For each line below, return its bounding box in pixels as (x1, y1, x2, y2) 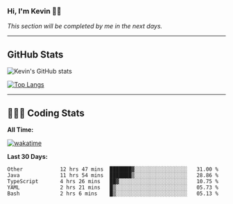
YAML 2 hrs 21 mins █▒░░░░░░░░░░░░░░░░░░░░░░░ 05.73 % (7, 184, 218, 191)
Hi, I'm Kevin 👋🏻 (7, 6, 62, 16)
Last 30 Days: (7, 152, 49, 160)
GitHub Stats (7, 49, 64, 60)
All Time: (7, 125, 34, 134)
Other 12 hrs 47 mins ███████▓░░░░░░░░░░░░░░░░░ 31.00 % (7, 166, 218, 173)
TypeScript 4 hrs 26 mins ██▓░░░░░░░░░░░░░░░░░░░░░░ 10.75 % (7, 178, 218, 185)
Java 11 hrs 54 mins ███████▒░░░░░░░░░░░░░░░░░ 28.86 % (7, 171, 218, 179)
